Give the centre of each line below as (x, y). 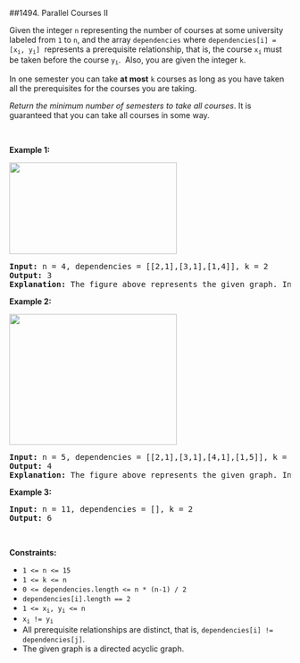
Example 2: (30, 301)
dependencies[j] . (54, 639)
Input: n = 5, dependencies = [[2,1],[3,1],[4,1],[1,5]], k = (148, 457)
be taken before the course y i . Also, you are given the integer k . (128, 60)
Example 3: (30, 492)
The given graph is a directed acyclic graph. (103, 649)
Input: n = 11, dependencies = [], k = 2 (101, 509)
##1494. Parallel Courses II (59, 13)
